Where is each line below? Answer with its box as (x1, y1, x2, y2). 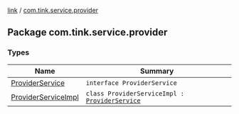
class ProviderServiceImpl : (85, 89, 185, 98)
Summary (139, 66, 174, 76)
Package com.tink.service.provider (7, 26, 168, 38)
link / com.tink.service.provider (7, 6, 98, 14)
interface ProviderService (85, 79, 178, 87)
